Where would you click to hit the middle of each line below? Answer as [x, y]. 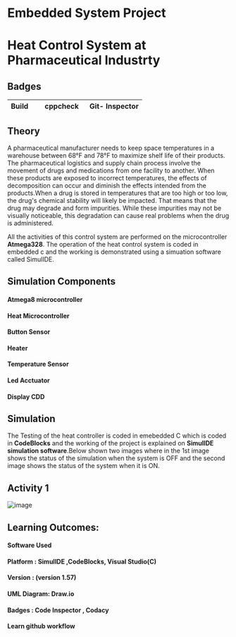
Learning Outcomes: [53, 527]
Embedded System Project [87, 13]
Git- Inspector [114, 106]
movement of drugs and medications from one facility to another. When [111, 170]
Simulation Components [62, 282]
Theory [24, 131]
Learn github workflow [41, 626]
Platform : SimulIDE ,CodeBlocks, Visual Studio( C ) [82, 561]
